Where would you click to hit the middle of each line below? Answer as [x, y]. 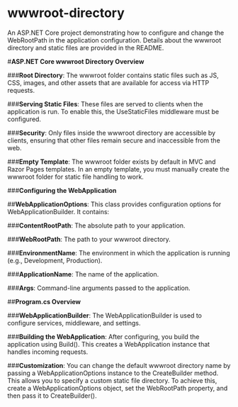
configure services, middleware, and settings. [74, 323]
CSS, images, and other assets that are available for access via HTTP [108, 82]
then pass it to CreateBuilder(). [52, 396]
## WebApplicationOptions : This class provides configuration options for [114, 204]
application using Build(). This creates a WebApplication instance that [109, 344]
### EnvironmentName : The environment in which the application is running [119, 252]
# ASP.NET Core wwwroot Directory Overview [76, 61]
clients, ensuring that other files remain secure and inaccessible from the [114, 140]
